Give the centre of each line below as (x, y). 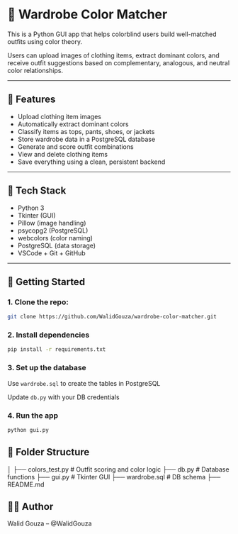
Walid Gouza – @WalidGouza (50, 523)
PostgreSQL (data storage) (57, 245)
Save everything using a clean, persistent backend (91, 162)
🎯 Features (32, 100)
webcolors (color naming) (55, 238)
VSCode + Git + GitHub (52, 253)
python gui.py (28, 430)
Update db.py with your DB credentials (63, 397)
